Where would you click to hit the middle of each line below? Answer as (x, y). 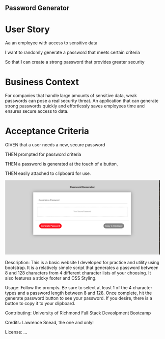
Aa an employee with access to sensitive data (51, 43)
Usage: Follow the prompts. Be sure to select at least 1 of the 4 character (79, 288)
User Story (27, 29)
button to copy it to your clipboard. (40, 304)
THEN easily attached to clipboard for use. (48, 173)
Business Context (42, 82)
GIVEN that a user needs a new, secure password (55, 145)
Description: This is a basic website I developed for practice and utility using (82, 263)
